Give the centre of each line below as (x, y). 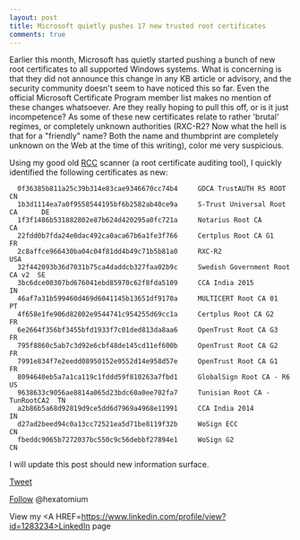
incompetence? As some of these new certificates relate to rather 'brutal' (144, 117)
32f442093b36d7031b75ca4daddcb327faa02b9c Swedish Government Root (154, 267)
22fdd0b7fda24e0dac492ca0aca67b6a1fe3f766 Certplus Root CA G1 (146, 236)
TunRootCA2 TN (38, 401)
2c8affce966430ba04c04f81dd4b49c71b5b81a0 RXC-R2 (120, 252)
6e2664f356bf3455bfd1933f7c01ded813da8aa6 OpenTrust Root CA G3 (148, 330)
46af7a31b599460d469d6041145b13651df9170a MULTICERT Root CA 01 (148, 299)
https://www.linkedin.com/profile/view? (154, 517)
